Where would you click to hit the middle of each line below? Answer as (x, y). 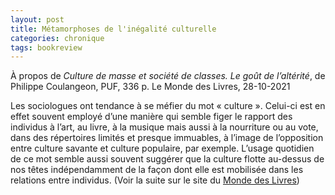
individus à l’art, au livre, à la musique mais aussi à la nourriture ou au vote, (164, 127)
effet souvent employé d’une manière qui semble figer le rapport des (151, 117)
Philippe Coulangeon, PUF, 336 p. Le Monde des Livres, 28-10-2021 (150, 87)
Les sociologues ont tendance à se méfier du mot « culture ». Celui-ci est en (168, 106)
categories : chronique (57, 38)
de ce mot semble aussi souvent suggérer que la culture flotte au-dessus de (167, 159)
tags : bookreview (46, 47)
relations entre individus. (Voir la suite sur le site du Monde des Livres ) (155, 180)
